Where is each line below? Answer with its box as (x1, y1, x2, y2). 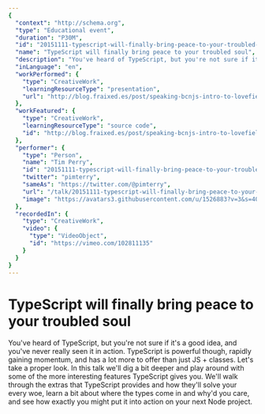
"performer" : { (15, 144, 65, 152)
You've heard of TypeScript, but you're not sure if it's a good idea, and (8, 338, 237, 348)
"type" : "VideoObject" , (28, 232, 108, 240)
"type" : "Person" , (22, 151, 83, 159)
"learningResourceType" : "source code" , (22, 122, 157, 130)
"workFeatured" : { (15, 107, 77, 115)
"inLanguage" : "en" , (15, 63, 83, 71)
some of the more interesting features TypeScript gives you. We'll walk (8, 372, 238, 382)
